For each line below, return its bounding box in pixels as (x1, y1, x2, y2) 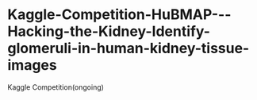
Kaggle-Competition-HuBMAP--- (7, 6, 232, 24)
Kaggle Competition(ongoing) (7, 82, 105, 92)
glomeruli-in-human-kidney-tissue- (7, 40, 250, 57)
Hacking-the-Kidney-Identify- (7, 22, 211, 40)
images (7, 56, 57, 75)
